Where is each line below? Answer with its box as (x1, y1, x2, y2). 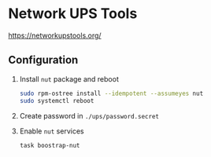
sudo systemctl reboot (19, 97, 94, 104)
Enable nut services (19, 126, 84, 136)
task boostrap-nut (19, 141, 80, 149)
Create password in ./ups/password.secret (19, 111, 160, 120)
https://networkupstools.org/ (8, 31, 102, 40)
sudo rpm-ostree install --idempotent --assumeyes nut (19, 89, 204, 97)
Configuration (8, 53, 79, 67)
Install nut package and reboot (19, 74, 120, 83)
